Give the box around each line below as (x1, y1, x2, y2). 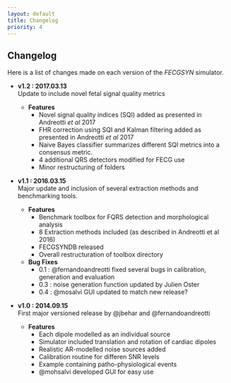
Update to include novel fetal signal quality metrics (17, 90, 165, 98)
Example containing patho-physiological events (38, 360, 177, 369)
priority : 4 (7, 23, 42, 30)
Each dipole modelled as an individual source (38, 330, 171, 339)
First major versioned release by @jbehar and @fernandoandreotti (17, 309, 211, 317)
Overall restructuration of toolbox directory (38, 250, 164, 259)
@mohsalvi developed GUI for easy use (38, 367, 154, 376)
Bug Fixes (28, 258, 58, 267)
